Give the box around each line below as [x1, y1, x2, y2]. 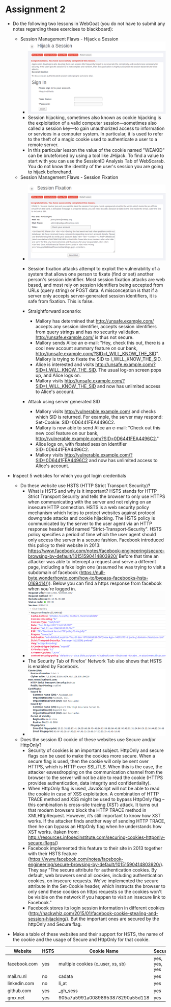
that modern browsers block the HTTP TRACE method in [27, 807, 147, 813]
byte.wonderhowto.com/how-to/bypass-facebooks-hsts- [27, 575, 149, 581]
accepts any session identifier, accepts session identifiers [35, 323, 157, 329]
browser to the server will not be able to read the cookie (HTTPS [27, 774, 163, 781]
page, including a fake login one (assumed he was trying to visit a [27, 564, 165, 570]
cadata [58, 973, 73, 979]
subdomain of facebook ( [27, 569, 81, 576]
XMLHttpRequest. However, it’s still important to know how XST [27, 813, 161, 819]
